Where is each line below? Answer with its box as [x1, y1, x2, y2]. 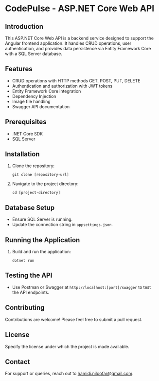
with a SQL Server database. [5, 51, 62, 57]
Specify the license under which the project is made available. [5, 343, 130, 349]
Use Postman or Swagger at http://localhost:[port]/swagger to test [12, 284, 151, 290]
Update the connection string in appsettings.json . [12, 222, 113, 228]
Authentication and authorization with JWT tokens [12, 83, 113, 89]
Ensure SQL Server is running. [12, 216, 73, 222]
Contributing [5, 304, 45, 312]
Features [5, 65, 33, 73]
